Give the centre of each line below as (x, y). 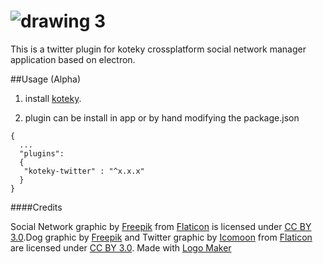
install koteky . (53, 98)
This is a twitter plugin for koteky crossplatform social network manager (158, 49)
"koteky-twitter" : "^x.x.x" (84, 171)
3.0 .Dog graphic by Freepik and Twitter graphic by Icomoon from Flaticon (161, 237)
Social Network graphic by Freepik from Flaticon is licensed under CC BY (161, 226)
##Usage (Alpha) (46, 79)
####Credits (36, 207)
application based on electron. (73, 59)
